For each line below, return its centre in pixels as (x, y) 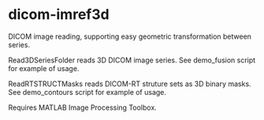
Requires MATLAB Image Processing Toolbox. (83, 107)
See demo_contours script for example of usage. (87, 92)
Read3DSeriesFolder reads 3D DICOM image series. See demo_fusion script (132, 60)
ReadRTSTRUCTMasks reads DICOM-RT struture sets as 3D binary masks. (130, 84)
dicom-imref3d (59, 15)
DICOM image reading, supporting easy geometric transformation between (130, 36)
